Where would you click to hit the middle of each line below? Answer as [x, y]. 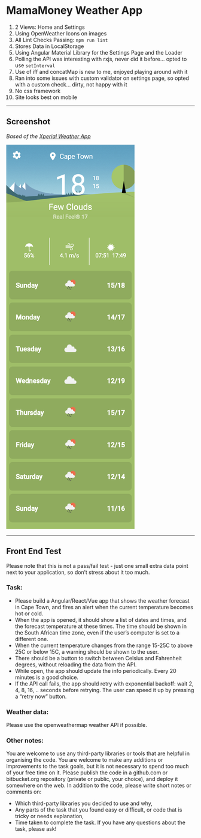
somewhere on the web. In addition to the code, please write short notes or [99, 785]
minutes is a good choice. [47, 677]
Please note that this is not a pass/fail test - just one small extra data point [97, 565]
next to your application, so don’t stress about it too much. [78, 572]
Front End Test [34, 551]
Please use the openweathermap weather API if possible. [77, 725]
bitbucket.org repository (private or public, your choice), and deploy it [92, 779]
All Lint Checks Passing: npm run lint [61, 40]
